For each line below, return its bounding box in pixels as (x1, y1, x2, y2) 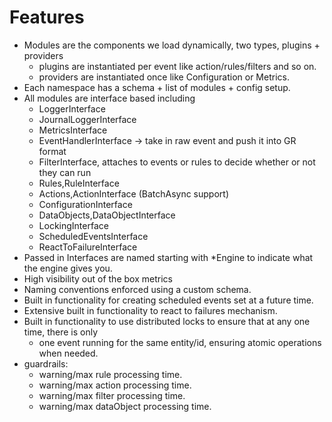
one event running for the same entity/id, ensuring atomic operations (38, 336, 322, 348)
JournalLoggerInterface (38, 113, 137, 125)
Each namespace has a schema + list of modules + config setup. (23, 81, 291, 93)
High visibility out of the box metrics (23, 272, 173, 285)
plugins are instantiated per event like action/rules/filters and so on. (38, 60, 317, 72)
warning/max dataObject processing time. (38, 400, 212, 412)
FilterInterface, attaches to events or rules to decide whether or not (38, 156, 316, 168)
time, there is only (23, 326, 99, 338)
